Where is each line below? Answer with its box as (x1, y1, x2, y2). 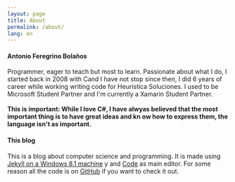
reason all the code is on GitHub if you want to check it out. (7, 166, 179, 175)
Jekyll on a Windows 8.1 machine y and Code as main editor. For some (7, 159, 211, 168)
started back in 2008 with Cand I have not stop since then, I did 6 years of (7, 75, 222, 83)
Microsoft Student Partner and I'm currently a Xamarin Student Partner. (7, 90, 213, 99)
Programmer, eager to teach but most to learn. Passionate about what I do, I (7, 68, 227, 76)
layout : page (7, 10, 46, 18)
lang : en (7, 30, 33, 37)
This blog (7, 136, 36, 145)
